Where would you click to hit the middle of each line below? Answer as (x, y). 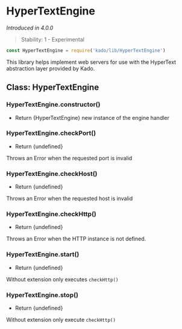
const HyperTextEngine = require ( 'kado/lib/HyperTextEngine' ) (86, 50)
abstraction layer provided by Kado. (51, 68)
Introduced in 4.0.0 (30, 28)
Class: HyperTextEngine (53, 88)
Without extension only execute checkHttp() (61, 319)
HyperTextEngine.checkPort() (51, 133)
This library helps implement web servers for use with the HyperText (91, 62)
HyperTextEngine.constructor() (53, 105)
